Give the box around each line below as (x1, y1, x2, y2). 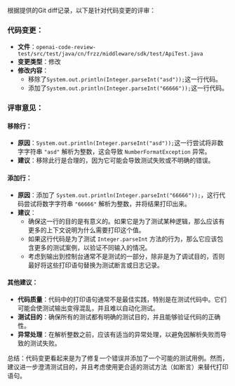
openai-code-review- (36, 44, 96, 51)
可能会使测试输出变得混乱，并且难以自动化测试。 (17, 304, 159, 312)
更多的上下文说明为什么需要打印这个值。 (27, 225, 145, 234)
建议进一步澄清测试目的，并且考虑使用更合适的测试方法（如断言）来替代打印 (7, 362, 229, 371)
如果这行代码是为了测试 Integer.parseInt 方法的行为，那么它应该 (27, 234, 217, 243)
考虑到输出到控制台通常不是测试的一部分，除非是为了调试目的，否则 (27, 252, 225, 260)
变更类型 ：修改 (17, 58, 61, 66)
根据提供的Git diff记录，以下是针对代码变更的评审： (7, 6, 156, 14)
